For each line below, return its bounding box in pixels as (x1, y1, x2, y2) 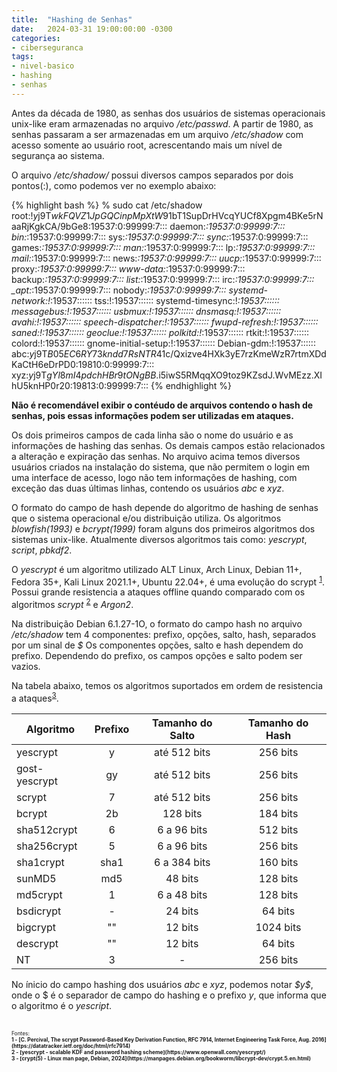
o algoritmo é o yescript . (11, 999, 113, 1011)
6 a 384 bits (153, 855, 211, 869)
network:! (11, 294, 51, 306)
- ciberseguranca (11, 42, 84, 53)
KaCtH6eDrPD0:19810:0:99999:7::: (11, 358, 155, 370)
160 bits (258, 855, 299, 869)
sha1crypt (16, 855, 65, 869)
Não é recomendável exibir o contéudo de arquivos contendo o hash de (11, 399, 314, 411)
